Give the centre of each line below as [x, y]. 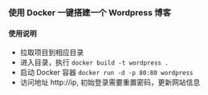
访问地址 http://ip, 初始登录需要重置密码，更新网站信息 [110, 82]
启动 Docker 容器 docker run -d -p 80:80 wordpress [107, 73]
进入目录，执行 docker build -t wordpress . [94, 62]
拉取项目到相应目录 [52, 53]
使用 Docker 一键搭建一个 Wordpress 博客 [90, 12]
